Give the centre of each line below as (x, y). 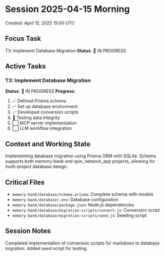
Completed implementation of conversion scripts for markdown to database (82, 243)
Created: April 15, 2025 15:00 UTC (40, 23)
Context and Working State (48, 144)
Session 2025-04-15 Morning (67, 9)
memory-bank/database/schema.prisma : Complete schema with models (83, 194)
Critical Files (25, 182)
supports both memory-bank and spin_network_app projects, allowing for (80, 161)
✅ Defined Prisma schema (39, 101)
